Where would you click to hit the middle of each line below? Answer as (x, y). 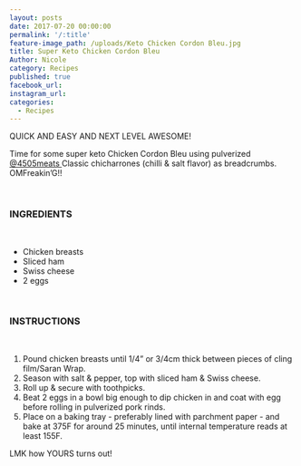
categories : (32, 102)
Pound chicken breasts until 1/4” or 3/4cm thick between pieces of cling (157, 358)
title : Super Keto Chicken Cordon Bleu (85, 52)
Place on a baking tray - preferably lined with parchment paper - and (151, 416)
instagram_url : (38, 93)
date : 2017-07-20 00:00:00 (60, 26)
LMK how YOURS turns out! (61, 453)
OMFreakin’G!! (36, 173)
